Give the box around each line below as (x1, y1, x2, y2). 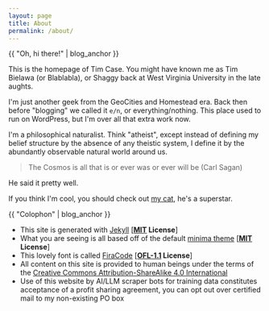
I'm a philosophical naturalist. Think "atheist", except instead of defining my (8, 130, 259, 139)
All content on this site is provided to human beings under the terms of (19, 259, 255, 269)
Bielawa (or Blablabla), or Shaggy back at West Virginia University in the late (8, 73, 261, 83)
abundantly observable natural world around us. (8, 147, 168, 157)
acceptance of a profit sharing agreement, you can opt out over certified (19, 285, 261, 295)
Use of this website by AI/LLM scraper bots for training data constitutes (19, 276, 258, 286)
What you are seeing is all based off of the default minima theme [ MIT (19, 234, 253, 243)
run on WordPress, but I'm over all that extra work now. (8, 114, 191, 124)
